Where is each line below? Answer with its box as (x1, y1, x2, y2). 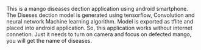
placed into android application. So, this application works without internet (6, 24, 193, 31)
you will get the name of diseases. (6, 37, 93, 44)
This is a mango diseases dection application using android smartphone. (6, 5, 189, 12)
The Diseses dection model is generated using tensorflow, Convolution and (6, 11, 195, 19)
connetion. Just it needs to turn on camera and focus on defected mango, (6, 31, 192, 38)
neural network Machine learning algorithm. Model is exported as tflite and (6, 18, 194, 25)
